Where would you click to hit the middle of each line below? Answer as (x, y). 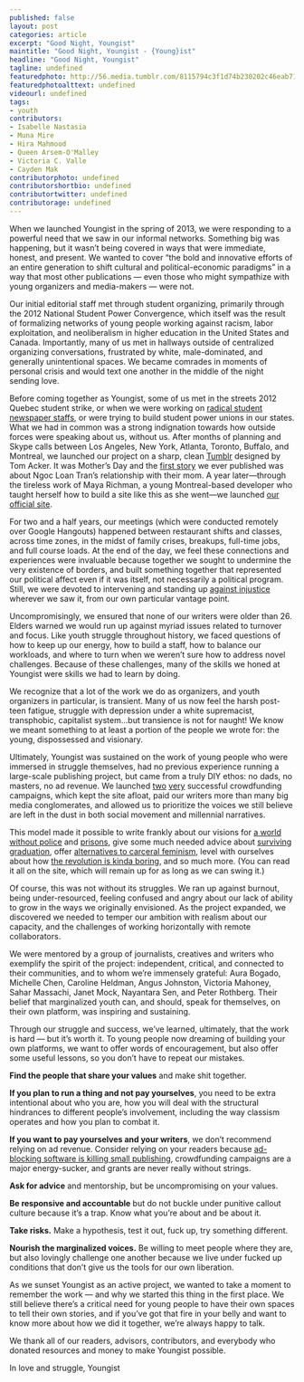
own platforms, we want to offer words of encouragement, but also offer (144, 1048)
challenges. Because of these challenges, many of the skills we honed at (145, 664)
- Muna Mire (32, 136)
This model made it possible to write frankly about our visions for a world (146, 832)
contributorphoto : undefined (64, 177)
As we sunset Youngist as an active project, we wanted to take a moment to (150, 1284)
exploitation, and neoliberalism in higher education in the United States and (149, 332)
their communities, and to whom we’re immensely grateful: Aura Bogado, (145, 973)
